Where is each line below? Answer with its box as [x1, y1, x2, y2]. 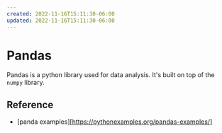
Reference [6, 98, 54, 110]
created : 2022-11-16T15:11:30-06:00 [6, 10, 115, 18]
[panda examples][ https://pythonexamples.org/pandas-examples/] [16, 117, 213, 126]
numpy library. [6, 79, 45, 87]
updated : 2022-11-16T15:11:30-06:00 [6, 17, 115, 24]
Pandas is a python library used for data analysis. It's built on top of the [6, 71, 215, 79]
